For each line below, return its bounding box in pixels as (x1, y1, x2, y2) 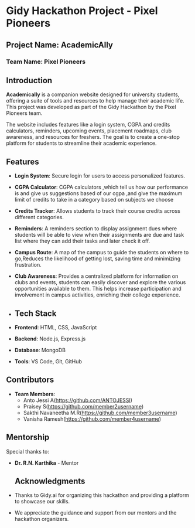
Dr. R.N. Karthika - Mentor (14, 459, 79, 466)
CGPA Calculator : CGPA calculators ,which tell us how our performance (14, 183, 189, 191)
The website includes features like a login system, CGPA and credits (6, 121, 170, 128)
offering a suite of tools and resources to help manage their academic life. (6, 97, 184, 104)
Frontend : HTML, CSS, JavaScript (14, 323, 97, 331)
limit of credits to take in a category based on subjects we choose (14, 196, 174, 203)
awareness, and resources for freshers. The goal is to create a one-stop (6, 134, 180, 141)
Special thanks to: (6, 448, 50, 455)
